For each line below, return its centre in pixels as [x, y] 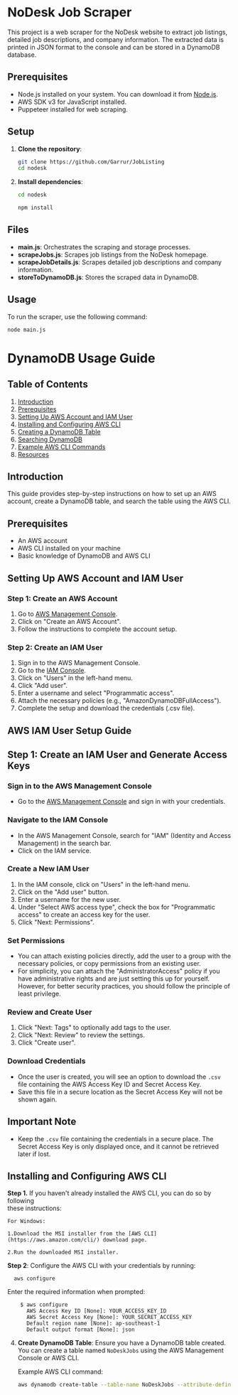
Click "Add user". [43, 686]
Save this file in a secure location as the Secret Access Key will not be [120, 1092]
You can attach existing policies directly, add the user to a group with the [124, 956]
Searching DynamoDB [50, 439]
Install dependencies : [50, 182]
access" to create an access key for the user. [84, 915]
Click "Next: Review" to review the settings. [81, 1035]
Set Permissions [36, 940]
